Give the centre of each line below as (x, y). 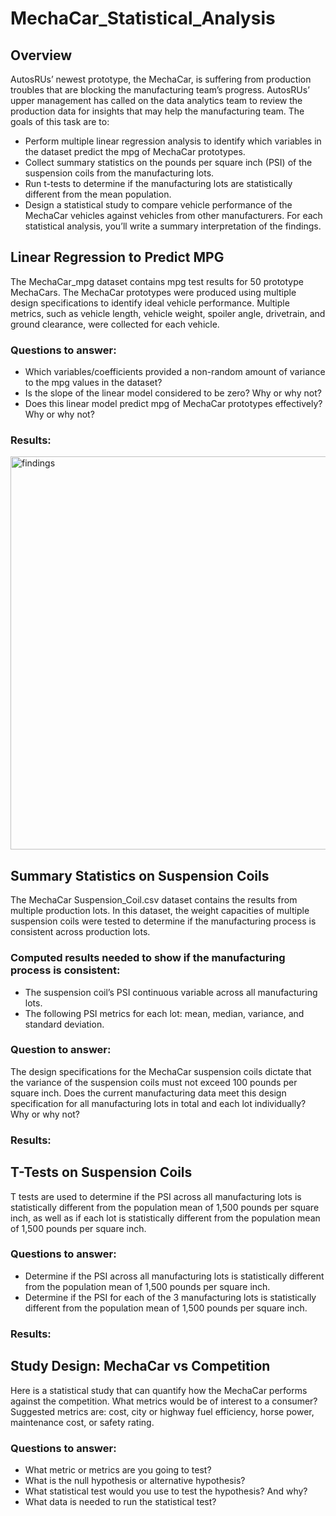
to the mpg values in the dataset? (93, 383)
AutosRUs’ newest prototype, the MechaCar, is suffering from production (161, 79)
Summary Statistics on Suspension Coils (140, 875)
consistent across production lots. (80, 932)
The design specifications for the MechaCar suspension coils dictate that (161, 1071)
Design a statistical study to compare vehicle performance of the (158, 205)
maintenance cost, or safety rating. (82, 1422)
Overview (41, 55)
